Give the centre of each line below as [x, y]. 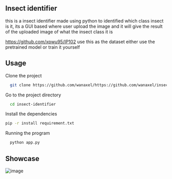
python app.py [25, 143]
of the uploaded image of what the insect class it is [59, 32]
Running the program [28, 133]
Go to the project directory [33, 95]
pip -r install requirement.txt [40, 123]
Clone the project [24, 75]
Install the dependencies [31, 114]
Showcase [23, 158]
